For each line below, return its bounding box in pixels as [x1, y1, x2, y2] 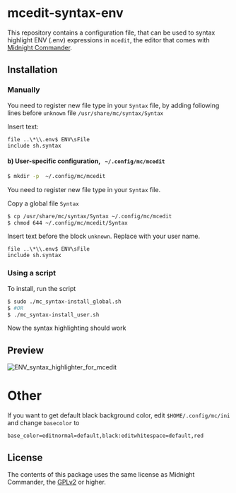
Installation [7, 64, 58, 76]
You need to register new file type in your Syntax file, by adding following [7, 101, 220, 109]
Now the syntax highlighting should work [7, 323, 126, 333]
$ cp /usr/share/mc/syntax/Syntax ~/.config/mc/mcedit [7, 213, 172, 220]
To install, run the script [7, 284, 76, 292]
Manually [7, 85, 40, 95]
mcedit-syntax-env [7, 5, 124, 21]
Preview [7, 344, 45, 356]
